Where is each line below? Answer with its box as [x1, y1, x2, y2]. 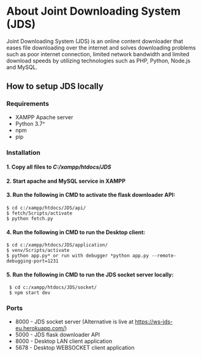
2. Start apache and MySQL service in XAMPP [6, 177, 125, 185]
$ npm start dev [9, 290, 51, 296]
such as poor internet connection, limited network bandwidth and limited [6, 50, 190, 57]
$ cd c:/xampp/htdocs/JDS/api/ [6, 205, 86, 211]
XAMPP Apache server [15, 113, 73, 120]
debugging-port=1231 [6, 258, 59, 264]
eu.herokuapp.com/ [15, 324, 65, 331]
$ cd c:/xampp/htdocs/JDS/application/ [6, 242, 108, 248]
